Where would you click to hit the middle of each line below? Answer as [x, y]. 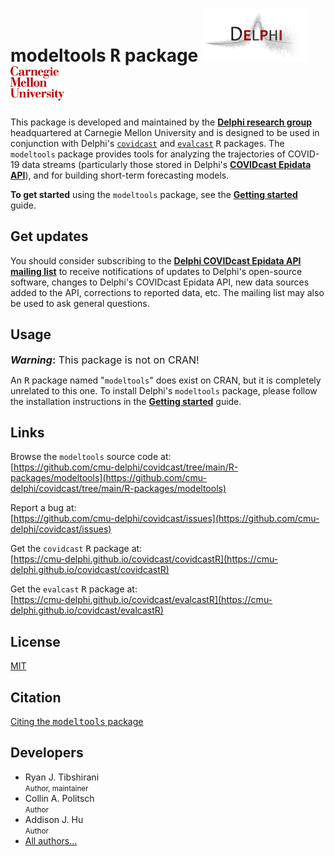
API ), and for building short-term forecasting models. [120, 175]
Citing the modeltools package [77, 721]
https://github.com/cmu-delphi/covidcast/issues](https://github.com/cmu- [166, 519]
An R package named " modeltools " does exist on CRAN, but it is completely [166, 380]
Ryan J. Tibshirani [62, 777]
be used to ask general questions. [80, 303]
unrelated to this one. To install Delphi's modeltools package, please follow [164, 390]
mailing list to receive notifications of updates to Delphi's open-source [156, 271]
